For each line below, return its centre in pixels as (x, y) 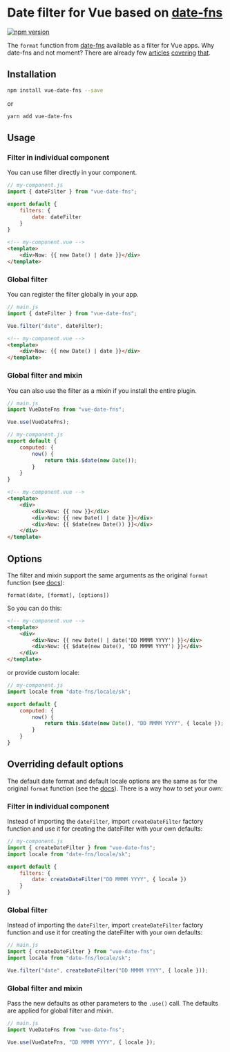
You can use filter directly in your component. (72, 173)
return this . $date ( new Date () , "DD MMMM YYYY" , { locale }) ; (134, 723)
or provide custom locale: (44, 673)
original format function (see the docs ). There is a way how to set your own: (115, 788)
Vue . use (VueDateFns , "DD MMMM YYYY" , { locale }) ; (82, 1042)
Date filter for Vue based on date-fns (115, 13)
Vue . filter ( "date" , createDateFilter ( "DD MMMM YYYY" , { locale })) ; (108, 970)
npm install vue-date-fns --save (55, 90)
